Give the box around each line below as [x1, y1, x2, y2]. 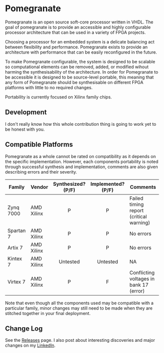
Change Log [5, 324, 43, 333]
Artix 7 [7, 244, 23, 251]
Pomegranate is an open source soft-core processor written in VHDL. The [5, 19, 154, 25]
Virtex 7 [7, 278, 26, 285]
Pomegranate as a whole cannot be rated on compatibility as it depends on [5, 153, 156, 159]
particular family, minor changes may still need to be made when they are [5, 305, 153, 311]
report [129, 207, 144, 214]
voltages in [129, 275, 155, 282]
